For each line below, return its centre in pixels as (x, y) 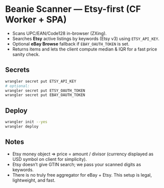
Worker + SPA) (36, 20)
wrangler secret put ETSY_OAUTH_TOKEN (45, 91)
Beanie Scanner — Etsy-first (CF (73, 9)
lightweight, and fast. (34, 180)
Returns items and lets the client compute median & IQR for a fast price (85, 49)
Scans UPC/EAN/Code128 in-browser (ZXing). (59, 33)
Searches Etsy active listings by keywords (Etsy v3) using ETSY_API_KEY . (86, 39)
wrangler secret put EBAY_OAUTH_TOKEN (45, 95)
